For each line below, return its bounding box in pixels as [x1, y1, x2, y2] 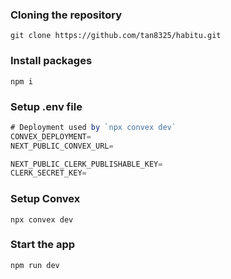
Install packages [10, 54, 93, 68]
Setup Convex [10, 192, 81, 206]
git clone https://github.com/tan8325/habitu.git [10, 31, 222, 41]
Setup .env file [10, 99, 83, 113]
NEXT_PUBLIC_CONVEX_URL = [10, 141, 114, 151]
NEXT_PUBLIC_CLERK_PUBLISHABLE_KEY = [10, 159, 163, 169]
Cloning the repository [10, 8, 122, 22]
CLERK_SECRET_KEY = [10, 168, 87, 178]
